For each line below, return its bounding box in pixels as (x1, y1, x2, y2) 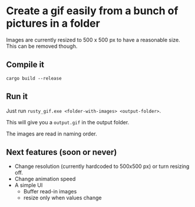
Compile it (6, 60, 45, 70)
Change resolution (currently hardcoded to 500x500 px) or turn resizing (14, 163, 190, 170)
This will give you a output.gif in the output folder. (6, 118, 130, 125)
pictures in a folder (6, 17, 100, 30)
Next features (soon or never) (6, 147, 117, 157)
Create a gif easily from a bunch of (6, 4, 179, 18)
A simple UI (14, 182, 43, 189)
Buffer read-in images (23, 188, 77, 195)
